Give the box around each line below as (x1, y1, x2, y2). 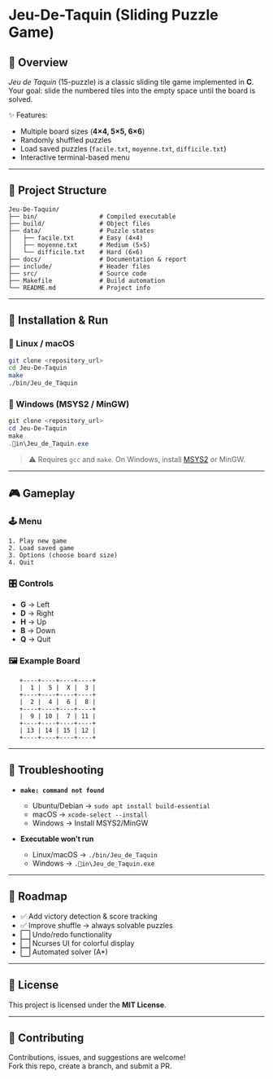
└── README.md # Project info (8, 284, 151, 292)
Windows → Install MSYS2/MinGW (32, 817, 149, 828)
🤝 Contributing (8, 1031, 84, 1045)
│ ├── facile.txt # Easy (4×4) (8, 234, 144, 242)
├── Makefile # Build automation (8, 276, 165, 284)
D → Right (19, 608, 54, 618)
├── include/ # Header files (8, 262, 151, 271)
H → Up (19, 617, 47, 627)
